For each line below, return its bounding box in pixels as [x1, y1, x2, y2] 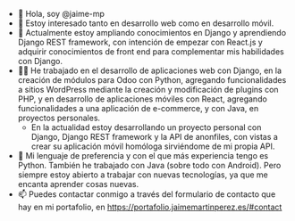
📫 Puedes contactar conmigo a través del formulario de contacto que [17, 189, 276, 200]
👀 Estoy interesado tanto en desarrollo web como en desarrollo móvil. [17, 18, 274, 29]
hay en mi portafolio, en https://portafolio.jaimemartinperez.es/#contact [17, 201, 282, 212]
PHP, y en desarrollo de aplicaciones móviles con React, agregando [17, 94, 268, 104]
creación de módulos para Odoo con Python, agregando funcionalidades [17, 75, 287, 85]
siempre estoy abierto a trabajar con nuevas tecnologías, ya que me [17, 169, 268, 180]
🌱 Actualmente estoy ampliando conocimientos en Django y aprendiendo [17, 28, 287, 37]
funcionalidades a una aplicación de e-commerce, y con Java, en [17, 103, 259, 113]
